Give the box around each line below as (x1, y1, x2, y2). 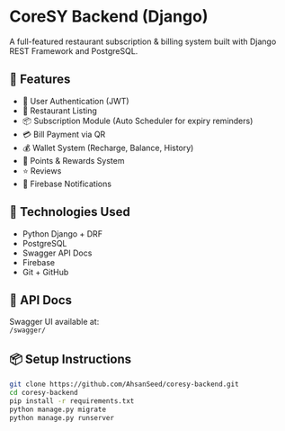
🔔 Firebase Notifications (22, 178, 112, 189)
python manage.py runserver (9, 413, 115, 422)
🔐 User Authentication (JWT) (22, 95, 129, 106)
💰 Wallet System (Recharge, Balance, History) (22, 142, 194, 153)
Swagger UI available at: (9, 317, 100, 328)
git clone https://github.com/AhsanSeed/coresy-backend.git (9, 380, 240, 389)
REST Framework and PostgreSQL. (9, 45, 138, 56)
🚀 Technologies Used (9, 204, 130, 220)
